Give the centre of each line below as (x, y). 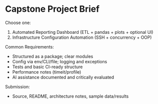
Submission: (18, 86)
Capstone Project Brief (52, 9)
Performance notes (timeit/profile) (47, 72)
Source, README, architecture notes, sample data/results (70, 96)
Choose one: (18, 23)
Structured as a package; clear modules (53, 56)
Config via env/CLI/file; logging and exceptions (60, 61)
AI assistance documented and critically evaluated (63, 77)
